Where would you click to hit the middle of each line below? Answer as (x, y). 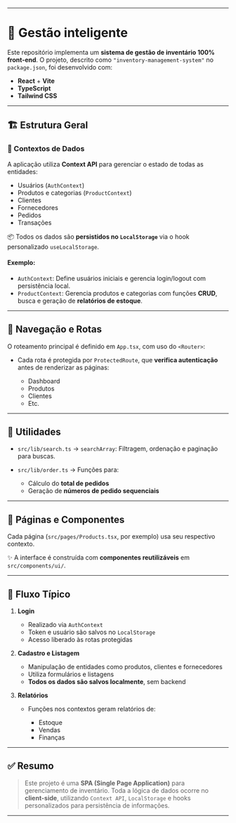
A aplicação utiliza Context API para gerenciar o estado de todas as (105, 164)
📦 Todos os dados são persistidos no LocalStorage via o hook (98, 237)
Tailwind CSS (37, 96)
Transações (34, 223)
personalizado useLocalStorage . (53, 246)
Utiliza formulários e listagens (71, 674)
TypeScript (34, 88)
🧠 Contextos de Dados (46, 149)
